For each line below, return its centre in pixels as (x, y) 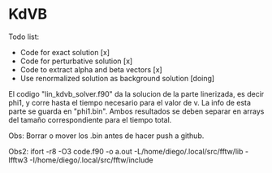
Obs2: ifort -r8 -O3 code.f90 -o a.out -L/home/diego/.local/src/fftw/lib (126, 151)
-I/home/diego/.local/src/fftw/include (91, 160)
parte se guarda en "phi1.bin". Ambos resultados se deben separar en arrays (136, 111)
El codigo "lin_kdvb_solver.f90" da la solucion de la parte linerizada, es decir (136, 93)
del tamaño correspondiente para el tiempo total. (90, 119)
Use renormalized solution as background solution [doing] (117, 78)
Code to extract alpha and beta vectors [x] (91, 69)
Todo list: (24, 37)
